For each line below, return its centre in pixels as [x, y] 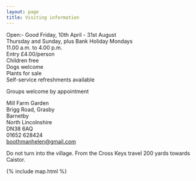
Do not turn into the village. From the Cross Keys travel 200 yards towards [98, 153]
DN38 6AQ [20, 129]
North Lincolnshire [29, 122]
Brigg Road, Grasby [30, 109]
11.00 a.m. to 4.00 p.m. [34, 47]
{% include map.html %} [37, 171]
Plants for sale [24, 73]
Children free [23, 60]
